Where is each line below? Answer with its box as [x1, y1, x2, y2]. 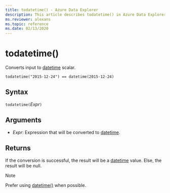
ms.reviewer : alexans [5, 17, 51, 22]
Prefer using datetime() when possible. [5, 182, 87, 188]
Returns [5, 144, 31, 153]
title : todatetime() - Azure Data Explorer [5, 7, 99, 13]
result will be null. [5, 162, 42, 169]
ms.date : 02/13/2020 [5, 26, 49, 31]
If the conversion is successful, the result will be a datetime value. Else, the [5, 157, 162, 163]
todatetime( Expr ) [5, 101, 42, 107]
